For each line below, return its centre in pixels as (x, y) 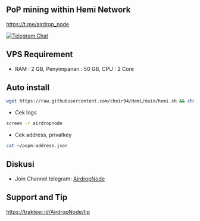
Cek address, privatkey (43, 135)
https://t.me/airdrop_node (38, 24)
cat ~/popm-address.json (37, 146)
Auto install (28, 88)
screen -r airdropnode (34, 124)
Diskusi (20, 164)
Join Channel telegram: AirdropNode (60, 179)
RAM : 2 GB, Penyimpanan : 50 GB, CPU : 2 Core (74, 69)
